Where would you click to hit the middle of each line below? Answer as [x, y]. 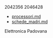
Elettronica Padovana [26, 31]
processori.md [26, 16]
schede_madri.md [30, 22]
